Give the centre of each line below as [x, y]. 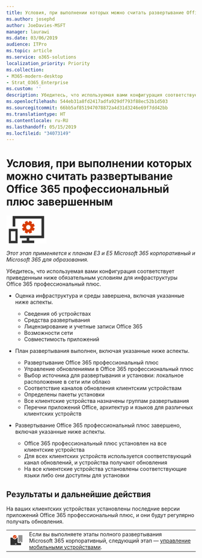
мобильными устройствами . [66, 547]
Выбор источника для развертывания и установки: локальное [104, 375]
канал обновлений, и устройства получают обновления [95, 462]
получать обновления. [35, 521]
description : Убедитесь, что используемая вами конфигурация [84, 95]
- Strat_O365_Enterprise [37, 82]
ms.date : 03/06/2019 [32, 38]
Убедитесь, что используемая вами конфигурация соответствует [90, 271]
